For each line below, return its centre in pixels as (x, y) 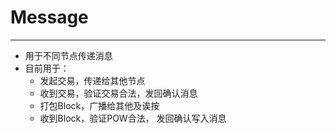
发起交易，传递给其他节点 (92, 80)
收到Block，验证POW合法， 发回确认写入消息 (133, 118)
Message (49, 17)
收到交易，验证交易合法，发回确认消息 (118, 93)
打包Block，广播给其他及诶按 (99, 105)
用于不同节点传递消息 (68, 55)
